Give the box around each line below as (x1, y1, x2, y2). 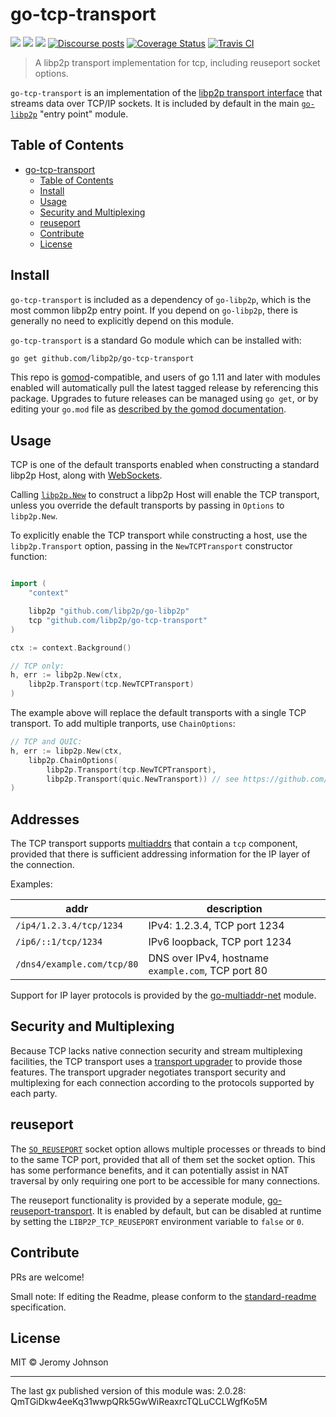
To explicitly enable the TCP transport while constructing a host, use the (10, 529, 308, 542)
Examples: (10, 878, 53, 890)
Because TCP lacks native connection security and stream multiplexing (10, 1044, 303, 1057)
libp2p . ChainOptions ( (28, 755, 118, 765)
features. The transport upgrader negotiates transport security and (10, 1066, 287, 1078)
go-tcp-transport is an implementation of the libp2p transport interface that (10, 86, 323, 98)
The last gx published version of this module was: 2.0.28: (10, 1385, 247, 1397)
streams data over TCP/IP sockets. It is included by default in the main (10, 97, 300, 109)
